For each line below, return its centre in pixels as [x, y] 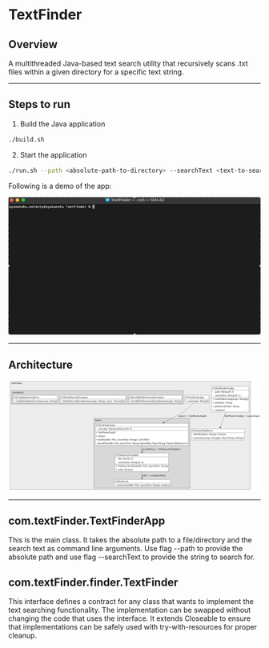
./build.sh [26, 139]
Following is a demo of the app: [60, 186]
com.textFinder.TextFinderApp [87, 521]
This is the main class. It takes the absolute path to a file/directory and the [130, 540]
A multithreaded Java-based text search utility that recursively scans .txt [128, 63]
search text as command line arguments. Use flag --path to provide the [126, 549]
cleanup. [23, 636]
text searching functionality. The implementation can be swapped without [130, 610]
